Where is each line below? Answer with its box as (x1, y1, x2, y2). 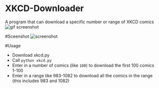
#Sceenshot (5, 33, 30, 39)
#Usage (5, 43, 21, 48)
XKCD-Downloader (5, 3, 84, 14)
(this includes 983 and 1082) (12, 78, 70, 84)
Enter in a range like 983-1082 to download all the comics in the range (12, 73, 153, 78)
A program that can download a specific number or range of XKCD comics (5, 19, 154, 25)
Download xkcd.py (12, 52, 50, 58)
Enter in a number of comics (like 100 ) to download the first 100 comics (12, 62, 155, 68)
